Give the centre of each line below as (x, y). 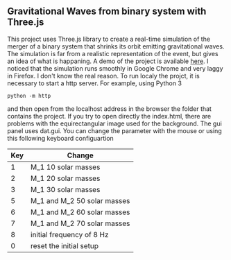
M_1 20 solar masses (65, 178)
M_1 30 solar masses (65, 189)
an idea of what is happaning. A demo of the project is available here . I (108, 61)
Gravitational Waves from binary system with (107, 11)
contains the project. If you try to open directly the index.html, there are (109, 116)
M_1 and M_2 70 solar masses (80, 223)
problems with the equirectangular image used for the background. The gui (114, 123)
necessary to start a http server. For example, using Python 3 (95, 83)
